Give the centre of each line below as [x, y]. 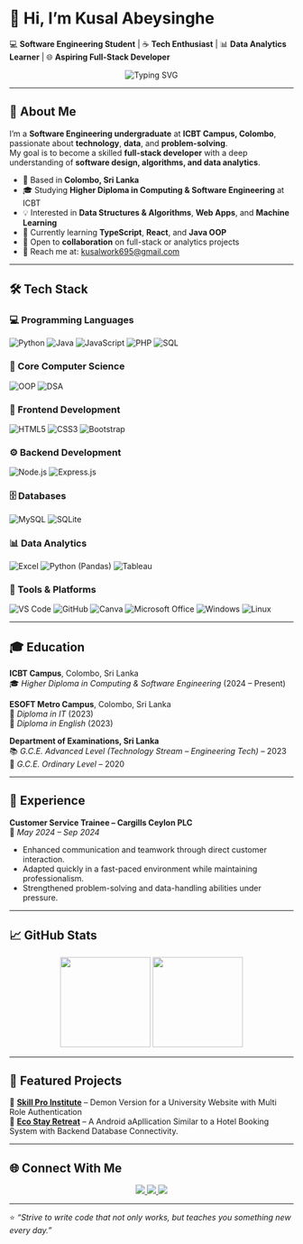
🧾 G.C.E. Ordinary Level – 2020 [67, 764]
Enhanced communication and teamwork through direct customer [145, 849]
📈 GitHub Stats [53, 936]
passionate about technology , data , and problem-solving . [119, 143]
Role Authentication [46, 1112]
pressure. [40, 898]
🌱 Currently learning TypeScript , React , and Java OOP [124, 232]
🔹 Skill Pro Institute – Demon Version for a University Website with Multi [143, 1102]
